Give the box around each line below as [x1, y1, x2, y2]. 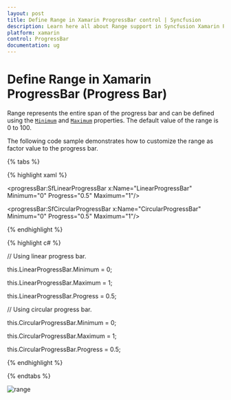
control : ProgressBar [7, 36, 69, 43]
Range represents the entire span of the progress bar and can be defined [7, 109, 214, 117]
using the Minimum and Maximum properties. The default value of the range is [7, 116, 219, 124]
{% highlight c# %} [7, 238, 61, 247]
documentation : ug [7, 42, 60, 49]
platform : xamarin [7, 29, 60, 36]
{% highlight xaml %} [7, 170, 67, 179]
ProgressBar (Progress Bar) [7, 87, 167, 102]
